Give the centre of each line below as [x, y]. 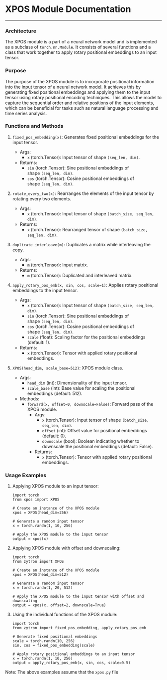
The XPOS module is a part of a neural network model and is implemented [81, 42]
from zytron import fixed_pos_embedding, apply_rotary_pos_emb [79, 628]
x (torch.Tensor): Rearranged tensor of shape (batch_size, [87, 229]
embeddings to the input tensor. [45, 290]
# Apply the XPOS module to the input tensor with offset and [78, 597]
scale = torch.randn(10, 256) [44, 641]
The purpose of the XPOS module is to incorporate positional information [80, 81]
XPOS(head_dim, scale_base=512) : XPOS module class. [68, 368]
